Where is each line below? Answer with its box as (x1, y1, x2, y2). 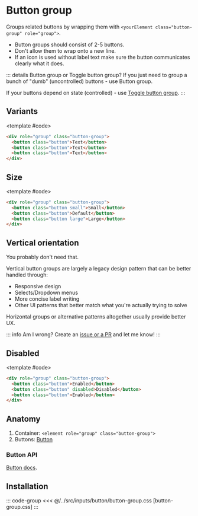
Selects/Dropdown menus (14, 289, 79, 297)
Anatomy (6, 413, 41, 424)
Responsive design (14, 283, 61, 290)
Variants (6, 106, 38, 116)
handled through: (6, 271, 48, 279)
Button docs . (6, 464, 37, 472)
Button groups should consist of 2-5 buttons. (14, 41, 125, 48)
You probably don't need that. (6, 253, 79, 261)
